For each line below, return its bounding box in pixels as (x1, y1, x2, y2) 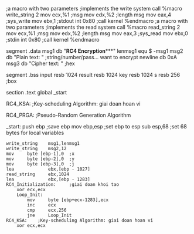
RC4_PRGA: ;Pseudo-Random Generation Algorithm (6, 111, 131, 118)
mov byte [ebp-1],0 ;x (6, 151, 75, 157)
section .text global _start (6, 89, 67, 96)
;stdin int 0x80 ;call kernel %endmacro (6, 36, 100, 43)
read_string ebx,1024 (6, 171, 69, 177)
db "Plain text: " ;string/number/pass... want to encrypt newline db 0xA (6, 54, 178, 60)
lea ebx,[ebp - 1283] (6, 177, 91, 182)
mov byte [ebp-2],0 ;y (6, 156, 75, 162)
